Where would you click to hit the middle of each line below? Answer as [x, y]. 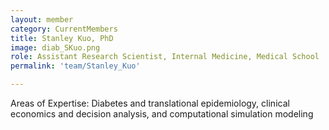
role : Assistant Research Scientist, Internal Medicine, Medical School [165, 57]
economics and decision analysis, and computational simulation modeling [162, 114]
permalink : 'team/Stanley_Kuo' [75, 66]
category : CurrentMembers [64, 29]
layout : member [42, 19]
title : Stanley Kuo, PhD [62, 38]
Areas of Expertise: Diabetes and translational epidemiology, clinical [150, 103]
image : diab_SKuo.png [55, 47]
